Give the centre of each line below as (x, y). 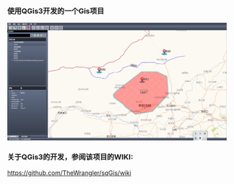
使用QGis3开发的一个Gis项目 (56, 10)
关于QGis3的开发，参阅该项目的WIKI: (70, 157)
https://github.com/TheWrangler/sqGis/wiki (69, 173)
